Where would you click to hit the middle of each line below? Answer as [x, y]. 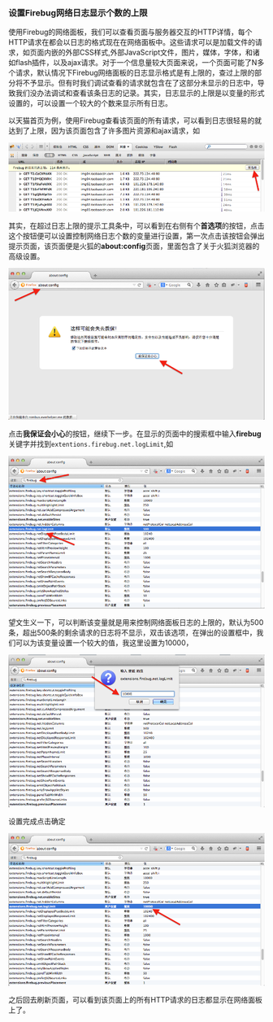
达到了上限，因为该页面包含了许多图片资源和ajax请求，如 [104, 131]
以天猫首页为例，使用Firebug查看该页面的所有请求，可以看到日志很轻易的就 [135, 120]
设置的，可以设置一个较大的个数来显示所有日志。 [90, 103]
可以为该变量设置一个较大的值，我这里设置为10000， [104, 642]
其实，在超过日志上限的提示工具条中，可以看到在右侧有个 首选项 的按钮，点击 [136, 226]
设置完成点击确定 [37, 821]
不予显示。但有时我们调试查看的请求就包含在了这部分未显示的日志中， [140, 83]
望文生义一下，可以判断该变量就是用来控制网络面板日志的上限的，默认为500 [136, 622]
